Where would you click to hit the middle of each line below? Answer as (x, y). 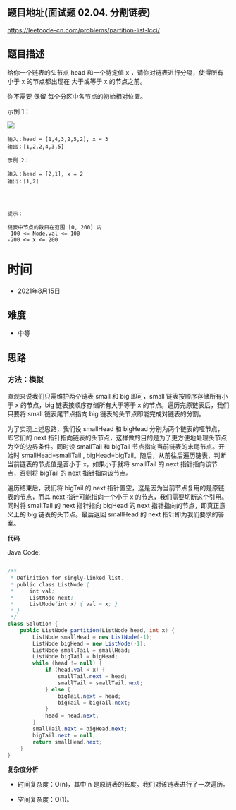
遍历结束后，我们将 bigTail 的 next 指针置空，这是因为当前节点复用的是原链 (116, 488)
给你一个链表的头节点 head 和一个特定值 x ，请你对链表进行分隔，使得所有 (116, 72)
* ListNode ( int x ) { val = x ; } (64, 604)
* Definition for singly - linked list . (67, 578)
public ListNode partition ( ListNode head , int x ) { (97, 630)
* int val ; (32, 591)
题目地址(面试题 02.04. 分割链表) (79, 13)
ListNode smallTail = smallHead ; (82, 650)
